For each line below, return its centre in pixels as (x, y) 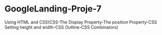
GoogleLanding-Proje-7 (53, 9)
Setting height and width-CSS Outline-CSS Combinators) (61, 27)
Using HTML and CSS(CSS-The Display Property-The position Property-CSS (81, 22)
